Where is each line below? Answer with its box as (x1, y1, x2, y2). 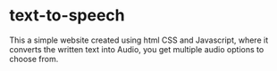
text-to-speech (9, 5, 125, 26)
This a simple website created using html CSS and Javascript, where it (9, 35, 269, 45)
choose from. (9, 53, 59, 64)
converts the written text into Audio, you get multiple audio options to (9, 43, 264, 54)
